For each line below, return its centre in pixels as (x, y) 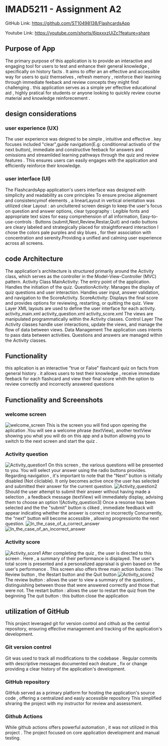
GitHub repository (28, 682)
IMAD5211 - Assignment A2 (63, 9)
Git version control (28, 647)
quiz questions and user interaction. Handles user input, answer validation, (82, 292)
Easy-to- (149, 216)
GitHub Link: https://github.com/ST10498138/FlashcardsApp (68, 23)
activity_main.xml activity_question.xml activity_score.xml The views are (79, 314)
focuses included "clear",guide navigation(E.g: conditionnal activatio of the (82, 145)
